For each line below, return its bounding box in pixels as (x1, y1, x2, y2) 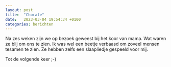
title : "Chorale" (5, 12, 44, 17)
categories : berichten (5, 21, 54, 27)
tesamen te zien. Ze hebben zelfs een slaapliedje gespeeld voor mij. (5, 46, 148, 52)
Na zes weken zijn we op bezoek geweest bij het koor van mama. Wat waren (5, 36, 166, 42)
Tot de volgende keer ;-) (5, 56, 57, 62)
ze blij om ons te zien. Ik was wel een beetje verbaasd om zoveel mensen (5, 41, 160, 47)
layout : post (5, 7, 33, 13)
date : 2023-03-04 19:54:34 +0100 (5, 17, 81, 22)
